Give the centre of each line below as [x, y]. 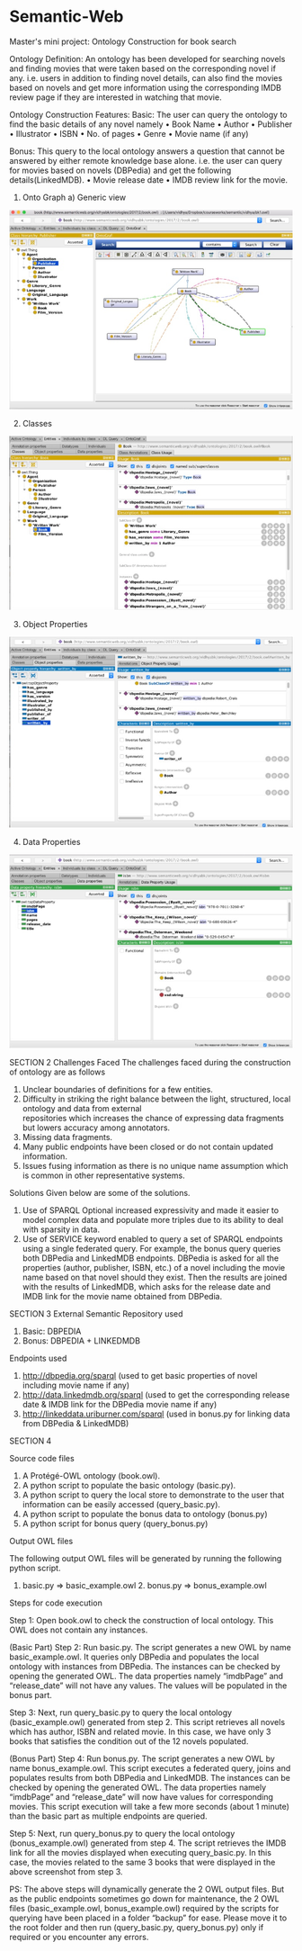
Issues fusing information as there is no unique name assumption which [155, 1165]
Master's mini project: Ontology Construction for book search [123, 41]
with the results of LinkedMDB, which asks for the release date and [147, 1286]
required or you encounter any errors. [79, 1937]
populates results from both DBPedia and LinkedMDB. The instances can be [150, 1777]
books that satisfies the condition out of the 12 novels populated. [129, 1741]
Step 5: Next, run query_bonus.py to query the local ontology [122, 1833]
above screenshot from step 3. [66, 1871]
